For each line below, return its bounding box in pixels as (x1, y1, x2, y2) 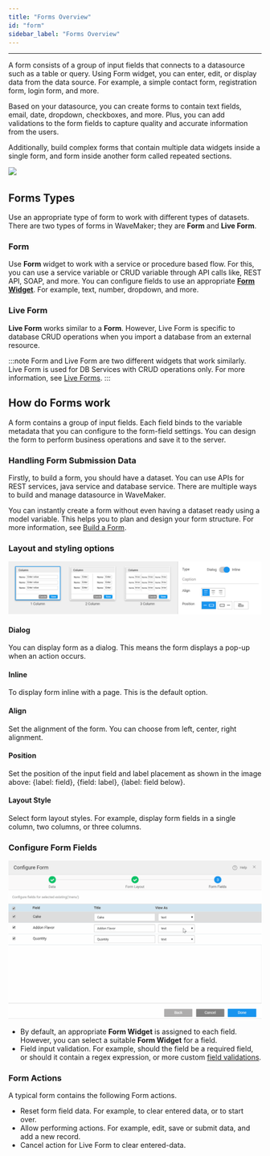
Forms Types (8, 191, 76, 205)
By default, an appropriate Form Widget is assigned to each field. (19, 1027, 237, 1036)
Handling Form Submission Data (8, 455, 137, 466)
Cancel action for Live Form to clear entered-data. (19, 1141, 186, 1150)
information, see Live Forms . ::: (8, 373, 111, 382)
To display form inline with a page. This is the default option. (8, 688, 208, 697)
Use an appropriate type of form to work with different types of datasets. (8, 213, 250, 223)
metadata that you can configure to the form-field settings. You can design (8, 426, 256, 435)
